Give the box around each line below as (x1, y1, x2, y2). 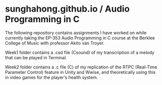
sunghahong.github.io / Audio (5, 3, 130, 15)
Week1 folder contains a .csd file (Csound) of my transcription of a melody (5, 50, 155, 55)
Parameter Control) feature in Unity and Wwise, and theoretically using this (5, 69, 156, 75)
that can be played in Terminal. (5, 54, 67, 60)
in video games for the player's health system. (5, 74, 99, 80)
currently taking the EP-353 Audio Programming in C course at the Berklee (5, 35, 155, 41)
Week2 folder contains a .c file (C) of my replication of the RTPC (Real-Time (5, 64, 158, 70)
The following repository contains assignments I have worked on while (5, 30, 147, 35)
